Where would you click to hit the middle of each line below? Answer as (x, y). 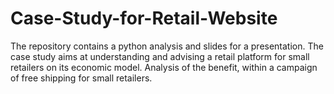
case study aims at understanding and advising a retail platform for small (160, 56)
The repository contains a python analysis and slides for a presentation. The (167, 46)
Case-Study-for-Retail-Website (144, 18)
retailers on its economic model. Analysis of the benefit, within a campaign (164, 67)
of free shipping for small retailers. (81, 78)
